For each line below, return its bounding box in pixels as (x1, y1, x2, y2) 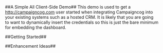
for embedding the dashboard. (5, 25, 67, 30)
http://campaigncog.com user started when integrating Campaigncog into (5, 9, 153, 15)
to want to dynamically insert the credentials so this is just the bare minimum (5, 19, 159, 25)
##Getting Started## (5, 34, 47, 40)
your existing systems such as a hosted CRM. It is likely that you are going (5, 14, 154, 20)
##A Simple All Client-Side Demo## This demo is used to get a (5, 4, 131, 10)
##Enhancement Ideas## (5, 43, 56, 49)
